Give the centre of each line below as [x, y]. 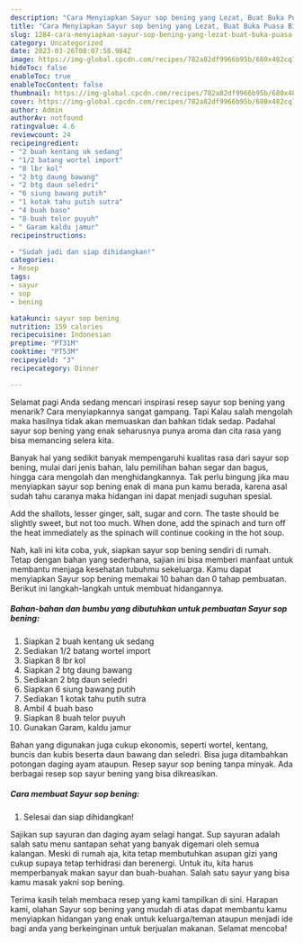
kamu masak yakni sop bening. [67, 882]
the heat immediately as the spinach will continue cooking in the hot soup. [147, 532]
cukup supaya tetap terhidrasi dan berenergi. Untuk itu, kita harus [132, 863]
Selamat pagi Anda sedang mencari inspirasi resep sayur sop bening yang [148, 402]
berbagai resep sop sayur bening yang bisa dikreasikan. [114, 773]
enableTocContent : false [57, 85]
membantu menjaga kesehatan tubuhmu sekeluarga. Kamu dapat [131, 569]
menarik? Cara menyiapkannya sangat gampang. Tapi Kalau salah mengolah [151, 412]
